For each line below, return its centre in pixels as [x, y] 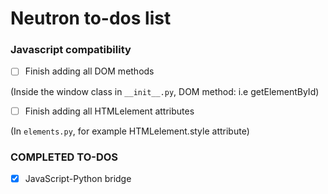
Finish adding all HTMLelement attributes [109, 111]
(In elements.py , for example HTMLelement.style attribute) [130, 131]
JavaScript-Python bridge [78, 178]
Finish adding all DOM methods [89, 71]
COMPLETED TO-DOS [64, 157]
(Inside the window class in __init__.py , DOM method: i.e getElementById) [165, 91]
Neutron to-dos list [91, 18]
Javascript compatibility [71, 50]
